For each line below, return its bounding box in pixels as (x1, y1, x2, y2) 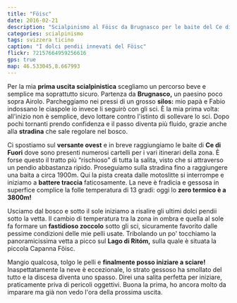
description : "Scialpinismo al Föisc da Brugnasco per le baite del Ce (7, 23, 222, 30)
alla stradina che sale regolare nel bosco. (7, 127, 128, 135)
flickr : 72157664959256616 (7, 50, 87, 57)
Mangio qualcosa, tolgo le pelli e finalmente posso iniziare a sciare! (7, 258, 206, 266)
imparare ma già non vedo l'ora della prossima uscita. (7, 287, 163, 296)
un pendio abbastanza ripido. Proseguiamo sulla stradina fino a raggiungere (7, 163, 228, 171)
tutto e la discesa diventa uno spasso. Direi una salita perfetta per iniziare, (7, 273, 222, 281)
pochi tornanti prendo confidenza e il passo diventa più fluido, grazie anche (7, 119, 227, 128)
